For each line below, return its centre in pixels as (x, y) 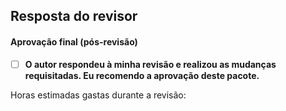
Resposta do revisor (74, 16)
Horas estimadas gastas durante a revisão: (98, 95)
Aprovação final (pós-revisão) (74, 41)
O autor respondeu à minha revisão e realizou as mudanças (150, 64)
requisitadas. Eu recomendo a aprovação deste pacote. (142, 75)
